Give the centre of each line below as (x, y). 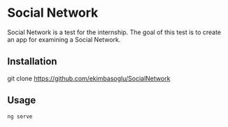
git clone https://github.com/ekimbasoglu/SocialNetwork (89, 78)
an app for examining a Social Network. (64, 39)
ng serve (20, 117)
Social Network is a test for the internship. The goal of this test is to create (114, 32)
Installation (32, 62)
